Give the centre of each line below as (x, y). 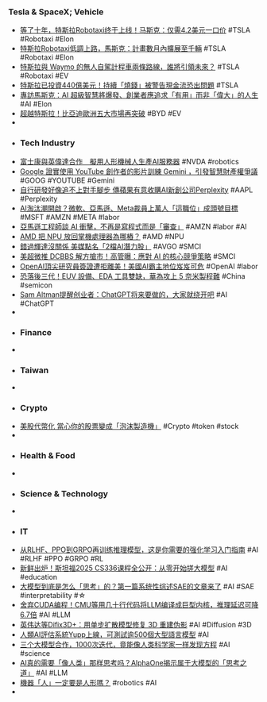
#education (39, 577)
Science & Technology (64, 493)
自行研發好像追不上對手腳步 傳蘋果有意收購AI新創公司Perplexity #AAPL (136, 190)
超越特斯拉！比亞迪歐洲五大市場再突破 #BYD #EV (101, 114)
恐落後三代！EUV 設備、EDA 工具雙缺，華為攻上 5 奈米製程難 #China (132, 276)
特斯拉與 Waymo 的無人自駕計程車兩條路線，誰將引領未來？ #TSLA (130, 67)
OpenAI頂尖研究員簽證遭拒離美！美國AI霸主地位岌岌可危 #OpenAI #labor (139, 266)
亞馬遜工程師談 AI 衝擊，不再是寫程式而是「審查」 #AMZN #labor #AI (133, 226)
